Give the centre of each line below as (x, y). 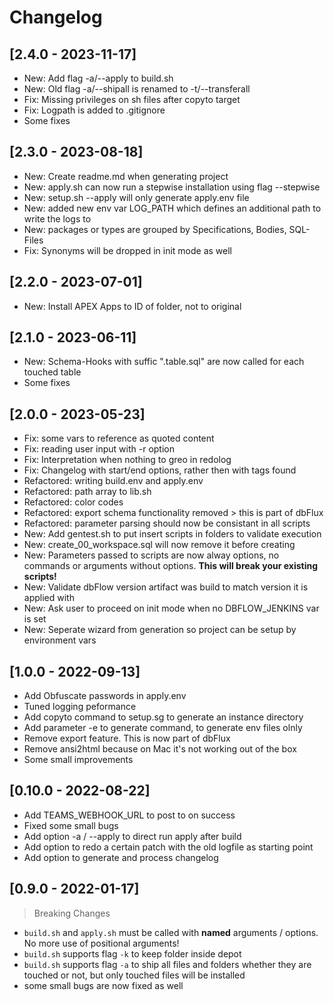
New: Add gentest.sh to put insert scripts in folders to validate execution (172, 534)
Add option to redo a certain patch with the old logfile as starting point (168, 847)
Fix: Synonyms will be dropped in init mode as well (128, 250)
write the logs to (57, 218)
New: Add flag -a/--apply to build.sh (98, 78)
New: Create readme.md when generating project (126, 176)
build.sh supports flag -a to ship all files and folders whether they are (167, 964)
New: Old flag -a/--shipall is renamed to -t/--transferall (137, 89)
